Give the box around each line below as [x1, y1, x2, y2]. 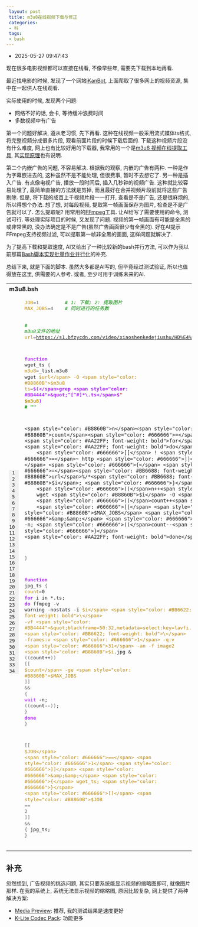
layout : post [8, 8, 41, 15]
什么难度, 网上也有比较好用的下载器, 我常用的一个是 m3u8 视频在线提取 [11, 144, 183, 151]
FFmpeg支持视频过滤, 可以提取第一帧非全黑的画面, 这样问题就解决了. [6, 231, 173, 238]
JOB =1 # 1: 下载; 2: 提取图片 [24, 300, 123, 305]
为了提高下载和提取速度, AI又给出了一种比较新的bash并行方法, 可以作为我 [6, 243, 184, 250]
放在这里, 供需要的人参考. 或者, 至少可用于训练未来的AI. [11, 271, 146, 278]
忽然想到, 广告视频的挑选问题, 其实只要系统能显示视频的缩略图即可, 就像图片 [6, 880, 190, 887]
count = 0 [24, 588, 45, 595]
